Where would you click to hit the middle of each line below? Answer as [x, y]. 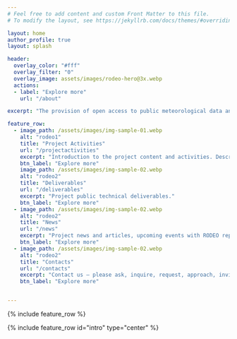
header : [19, 59]
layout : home [26, 33]
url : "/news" [39, 229]
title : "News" [41, 222]
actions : [26, 85]
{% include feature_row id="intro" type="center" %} [83, 328]
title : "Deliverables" [53, 183]
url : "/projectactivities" [60, 150]
